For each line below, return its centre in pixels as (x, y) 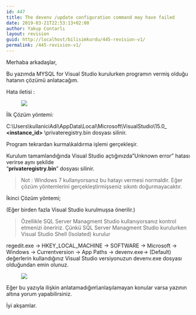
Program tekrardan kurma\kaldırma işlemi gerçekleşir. (72, 144)
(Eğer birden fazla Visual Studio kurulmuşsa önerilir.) (71, 210)
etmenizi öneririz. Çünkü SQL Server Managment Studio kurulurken (104, 228)
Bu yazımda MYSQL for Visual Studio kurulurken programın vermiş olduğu (97, 74)
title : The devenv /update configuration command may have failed (91, 17)
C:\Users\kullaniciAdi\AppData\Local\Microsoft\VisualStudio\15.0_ (87, 126)
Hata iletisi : (21, 92)
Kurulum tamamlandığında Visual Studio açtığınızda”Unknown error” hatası (98, 156)
